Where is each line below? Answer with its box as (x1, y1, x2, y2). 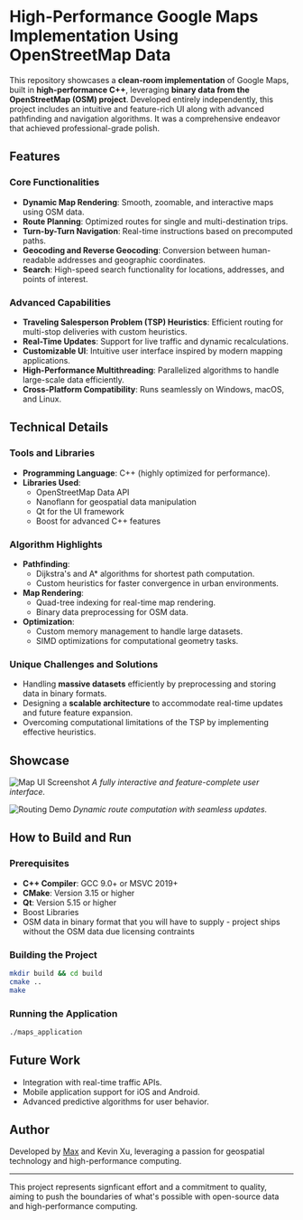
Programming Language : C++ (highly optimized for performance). (22, 468, 271, 478)
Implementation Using (9, 25, 179, 46)
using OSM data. (22, 206, 85, 217)
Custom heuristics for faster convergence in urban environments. (35, 577, 280, 589)
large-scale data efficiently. (22, 374, 124, 385)
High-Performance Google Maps (9, 6, 259, 27)
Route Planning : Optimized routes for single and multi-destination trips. (22, 215, 289, 227)
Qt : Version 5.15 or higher (22, 897, 117, 908)
